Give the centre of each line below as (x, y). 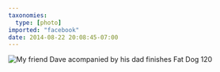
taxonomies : (28, 15)
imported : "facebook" (44, 30)
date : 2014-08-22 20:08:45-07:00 (63, 37)
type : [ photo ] (38, 23)
